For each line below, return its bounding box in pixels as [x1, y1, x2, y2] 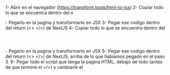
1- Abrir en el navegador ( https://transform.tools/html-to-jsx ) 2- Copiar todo [5, 5, 164, 10]
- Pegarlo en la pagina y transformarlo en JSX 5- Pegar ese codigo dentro [5, 48, 160, 54]
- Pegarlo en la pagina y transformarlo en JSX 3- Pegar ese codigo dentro [5, 20, 160, 25]
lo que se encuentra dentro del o [5, 10, 74, 16]
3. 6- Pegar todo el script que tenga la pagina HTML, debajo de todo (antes [5, 59, 163, 65]
